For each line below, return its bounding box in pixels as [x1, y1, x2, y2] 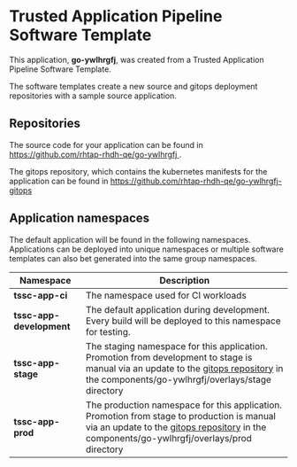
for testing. [85, 325, 131, 338]
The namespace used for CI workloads [85, 289, 247, 301]
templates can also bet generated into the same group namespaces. [9, 253, 258, 263]
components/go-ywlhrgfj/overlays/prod [85, 432, 252, 444]
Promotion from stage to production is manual [85, 409, 277, 422]
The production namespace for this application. [85, 399, 283, 411]
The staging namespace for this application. [85, 339, 268, 352]
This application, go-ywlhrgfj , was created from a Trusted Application [9, 54, 264, 65]
